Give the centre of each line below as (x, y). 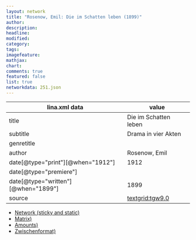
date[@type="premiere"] (43, 172)
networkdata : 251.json (34, 88)
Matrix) (23, 218)
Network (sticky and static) (47, 212)
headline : (18, 33)
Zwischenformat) (35, 231)
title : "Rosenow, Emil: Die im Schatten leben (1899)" (74, 17)
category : (18, 44)
